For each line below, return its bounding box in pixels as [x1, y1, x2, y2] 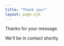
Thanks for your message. [5, 25, 59, 31]
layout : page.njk [5, 12, 41, 17]
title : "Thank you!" [5, 7, 48, 12]
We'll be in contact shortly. [5, 35, 59, 41]
